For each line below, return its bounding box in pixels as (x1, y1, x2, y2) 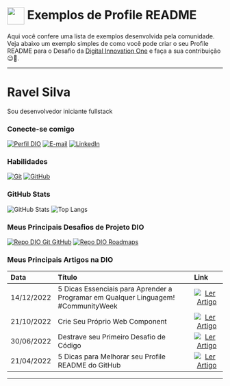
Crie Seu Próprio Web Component (57, 317, 168, 326)
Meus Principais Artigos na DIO (7, 254, 114, 264)
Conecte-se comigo (7, 124, 75, 134)
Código (57, 341, 81, 350)
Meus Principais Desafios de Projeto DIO (7, 222, 144, 232)
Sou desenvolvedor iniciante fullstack (7, 107, 113, 115)
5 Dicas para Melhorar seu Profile (57, 352, 166, 361)
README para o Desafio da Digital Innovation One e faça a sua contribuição (7, 47, 221, 55)
